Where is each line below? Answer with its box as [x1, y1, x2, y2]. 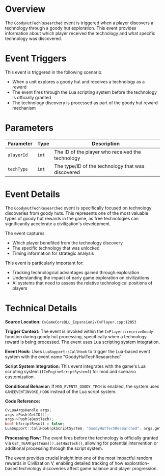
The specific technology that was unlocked [12, 245, 100, 251]
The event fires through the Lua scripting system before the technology [12, 89, 157, 95]
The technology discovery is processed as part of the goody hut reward [12, 100, 158, 106]
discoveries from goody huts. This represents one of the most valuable [5, 210, 149, 216]
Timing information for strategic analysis [12, 250, 94, 256]
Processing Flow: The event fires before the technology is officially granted [5, 435, 159, 441]
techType [7, 166, 28, 172]
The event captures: [5, 230, 46, 236]
